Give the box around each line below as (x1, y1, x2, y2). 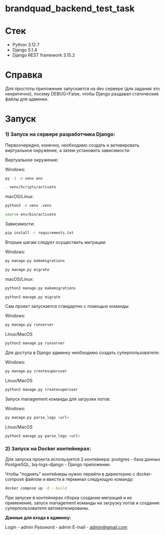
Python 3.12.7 (12, 42, 40, 48)
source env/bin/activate (5, 212, 56, 217)
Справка (5, 69, 43, 81)
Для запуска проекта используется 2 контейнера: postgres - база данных (5, 456, 161, 462)
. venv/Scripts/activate (5, 185, 56, 190)
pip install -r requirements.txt (5, 231, 74, 236)
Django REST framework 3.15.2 (12, 52, 75, 58)
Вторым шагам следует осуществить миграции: (5, 239, 107, 245)
